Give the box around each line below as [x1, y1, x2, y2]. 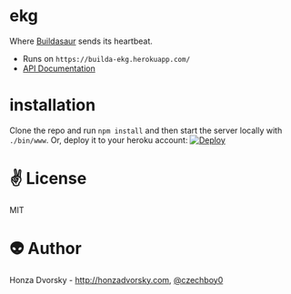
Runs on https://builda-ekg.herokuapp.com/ [22, 53, 191, 64]
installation [9, 95, 96, 116]
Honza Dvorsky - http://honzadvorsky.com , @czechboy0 [9, 274, 224, 285]
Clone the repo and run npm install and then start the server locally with [9, 125, 283, 136]
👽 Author [9, 238, 82, 259]
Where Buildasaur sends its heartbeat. [9, 35, 153, 46]
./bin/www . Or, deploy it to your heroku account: [9, 134, 188, 146]
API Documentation [22, 63, 95, 74]
